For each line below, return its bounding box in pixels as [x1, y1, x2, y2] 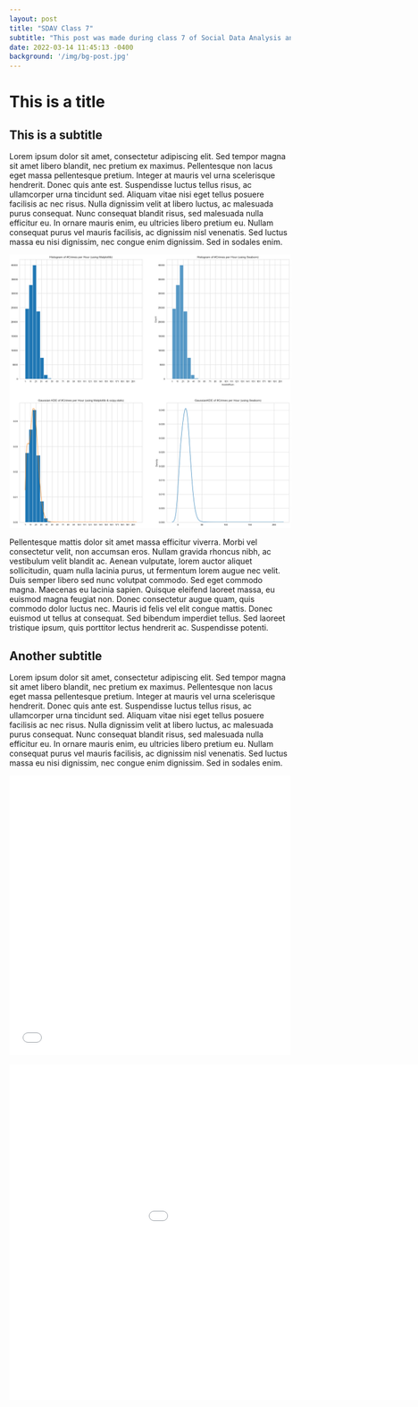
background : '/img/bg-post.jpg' [9, 52, 130, 62]
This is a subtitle [9, 127, 103, 142]
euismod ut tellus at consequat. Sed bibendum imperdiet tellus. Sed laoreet [9, 613, 286, 623]
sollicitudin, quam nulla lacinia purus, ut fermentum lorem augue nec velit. [9, 565, 281, 576]
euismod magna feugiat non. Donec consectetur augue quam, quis [9, 594, 255, 605]
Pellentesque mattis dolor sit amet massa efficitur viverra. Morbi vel [9, 537, 257, 547]
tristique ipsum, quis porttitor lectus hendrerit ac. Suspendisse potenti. [9, 623, 269, 633]
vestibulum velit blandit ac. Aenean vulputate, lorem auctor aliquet [9, 555, 253, 567]
